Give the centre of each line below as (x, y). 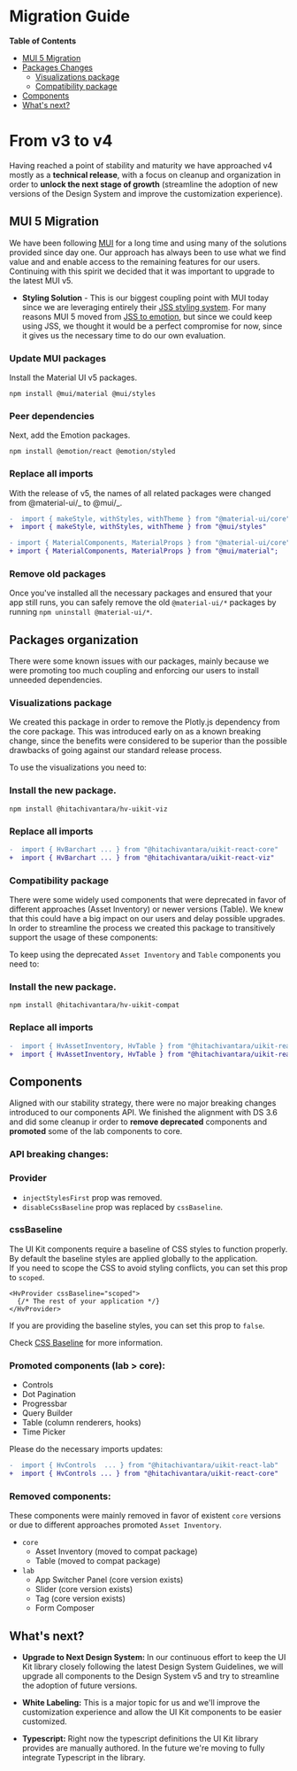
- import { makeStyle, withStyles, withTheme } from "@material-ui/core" (150, 519)
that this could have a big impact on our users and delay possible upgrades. (147, 919)
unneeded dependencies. (56, 680)
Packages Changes (57, 67)
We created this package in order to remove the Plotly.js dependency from (145, 722)
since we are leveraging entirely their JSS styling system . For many (144, 307)
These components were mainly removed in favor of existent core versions (145, 1516)
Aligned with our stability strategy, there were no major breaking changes (143, 1103)
